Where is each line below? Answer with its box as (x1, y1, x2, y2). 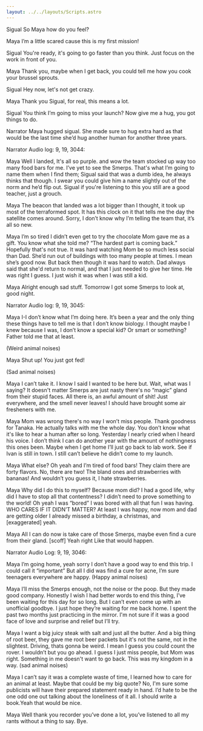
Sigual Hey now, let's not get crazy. (6, 86, 95, 93)
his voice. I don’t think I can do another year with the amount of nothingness (6, 437, 196, 444)
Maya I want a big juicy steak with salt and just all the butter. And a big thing (6, 629, 196, 636)
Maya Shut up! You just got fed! (6, 356, 85, 364)
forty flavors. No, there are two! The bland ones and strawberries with (6, 468, 181, 475)
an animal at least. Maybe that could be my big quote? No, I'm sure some (6, 679, 188, 687)
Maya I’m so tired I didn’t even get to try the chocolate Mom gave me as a (6, 232, 190, 240)
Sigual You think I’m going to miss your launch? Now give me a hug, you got (6, 109, 196, 116)
